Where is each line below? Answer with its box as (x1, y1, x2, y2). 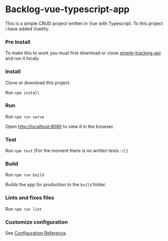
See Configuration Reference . (5, 230, 67, 236)
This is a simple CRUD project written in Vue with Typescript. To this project (5, 20, 163, 26)
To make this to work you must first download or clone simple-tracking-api (5, 50, 161, 56)
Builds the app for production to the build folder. (5, 182, 107, 188)
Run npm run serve (5, 113, 45, 120)
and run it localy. (5, 55, 40, 61)
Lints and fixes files (5, 194, 55, 201)
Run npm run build (5, 171, 45, 178)
